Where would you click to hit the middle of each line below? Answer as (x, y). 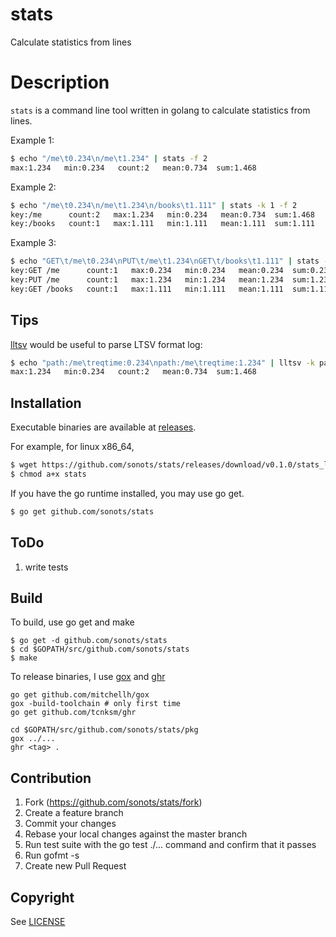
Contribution (51, 778)
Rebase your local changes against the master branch (136, 834)
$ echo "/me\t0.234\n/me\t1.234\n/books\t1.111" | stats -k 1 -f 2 (154, 205)
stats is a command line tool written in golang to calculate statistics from (160, 110)
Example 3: (33, 243)
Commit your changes (70, 824)
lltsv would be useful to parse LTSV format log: (106, 344)
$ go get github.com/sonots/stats (82, 511)
